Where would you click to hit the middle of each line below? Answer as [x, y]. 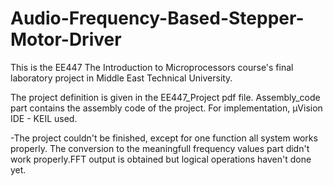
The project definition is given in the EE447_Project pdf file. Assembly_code [165, 97]
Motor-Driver [66, 39]
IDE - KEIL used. [44, 118]
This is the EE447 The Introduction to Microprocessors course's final [152, 67]
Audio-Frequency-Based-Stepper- [157, 18]
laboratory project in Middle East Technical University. [121, 78]
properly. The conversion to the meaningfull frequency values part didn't [160, 148]
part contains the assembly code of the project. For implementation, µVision [166, 108]
